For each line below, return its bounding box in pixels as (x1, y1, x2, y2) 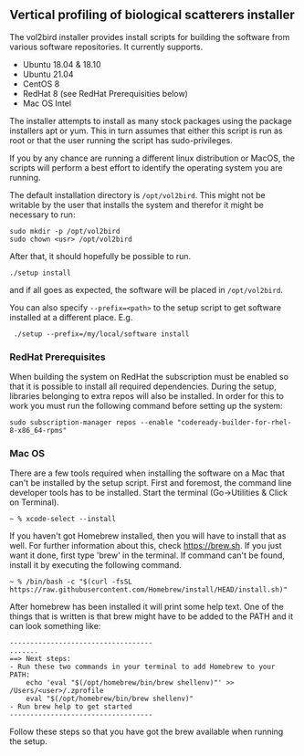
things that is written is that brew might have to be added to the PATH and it (9, 611, 294, 622)
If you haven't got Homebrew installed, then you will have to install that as (9, 530, 287, 541)
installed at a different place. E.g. (9, 311, 133, 322)
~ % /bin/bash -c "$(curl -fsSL (9, 577, 132, 587)
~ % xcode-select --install (9, 515, 117, 524)
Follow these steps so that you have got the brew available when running (9, 726, 284, 738)
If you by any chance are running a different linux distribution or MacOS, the (9, 152, 295, 163)
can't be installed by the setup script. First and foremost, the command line (9, 478, 292, 488)
